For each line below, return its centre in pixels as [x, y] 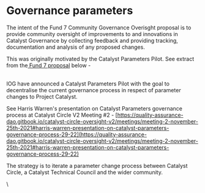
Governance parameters [70, 11]
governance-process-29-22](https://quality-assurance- [76, 134]
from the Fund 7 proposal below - [49, 65]
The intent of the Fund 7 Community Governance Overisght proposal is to [99, 27]
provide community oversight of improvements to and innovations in [92, 34]
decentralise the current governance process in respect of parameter [94, 90]
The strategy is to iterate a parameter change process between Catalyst [97, 166]
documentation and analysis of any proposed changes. [76, 47]
